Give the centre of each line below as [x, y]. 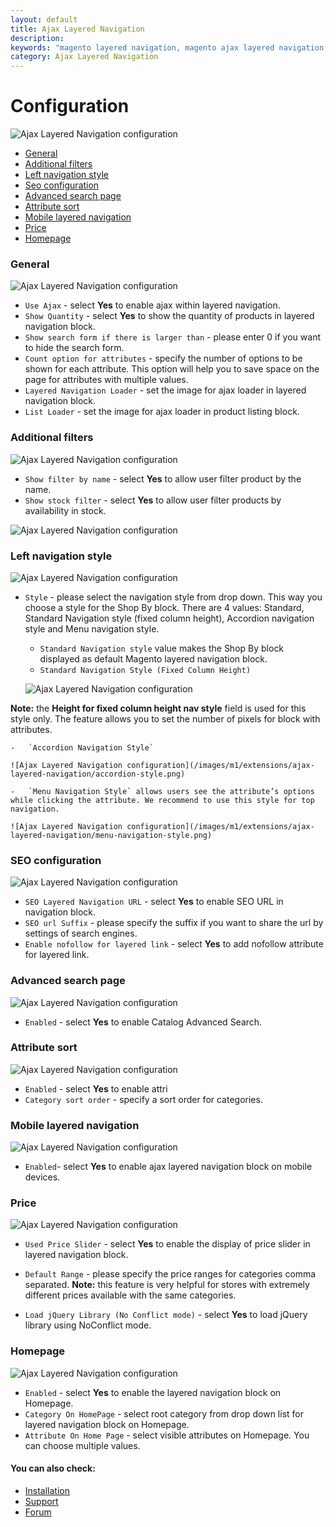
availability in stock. [65, 510]
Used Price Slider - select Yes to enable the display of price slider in [167, 1244]
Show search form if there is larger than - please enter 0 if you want [172, 337]
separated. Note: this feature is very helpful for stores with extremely [167, 1285]
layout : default [44, 19]
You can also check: [53, 1468]
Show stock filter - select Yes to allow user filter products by [153, 500]
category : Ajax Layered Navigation [84, 57]
